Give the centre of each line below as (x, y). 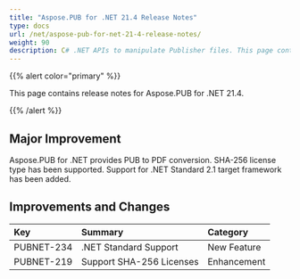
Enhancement (237, 261)
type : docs (29, 26)
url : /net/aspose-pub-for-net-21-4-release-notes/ (105, 34)
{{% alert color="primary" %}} (65, 76)
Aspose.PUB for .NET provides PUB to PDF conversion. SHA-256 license (143, 160)
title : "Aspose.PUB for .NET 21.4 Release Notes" (104, 17)
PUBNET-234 (43, 247)
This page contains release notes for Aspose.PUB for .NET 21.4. (126, 94)
